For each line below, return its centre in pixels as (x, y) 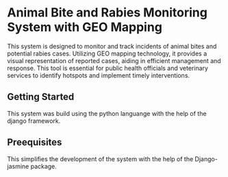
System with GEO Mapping (85, 27)
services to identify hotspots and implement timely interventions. (99, 75)
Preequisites (35, 142)
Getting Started (41, 97)
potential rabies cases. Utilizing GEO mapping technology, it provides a (107, 54)
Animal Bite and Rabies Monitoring (107, 13)
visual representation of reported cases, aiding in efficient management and (114, 60)
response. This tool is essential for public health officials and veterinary (108, 68)
